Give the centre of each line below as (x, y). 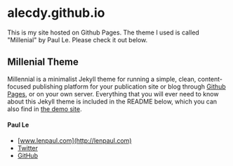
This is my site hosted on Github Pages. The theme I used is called (104, 32)
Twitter (28, 148)
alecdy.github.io (56, 13)
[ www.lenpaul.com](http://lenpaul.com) (74, 140)
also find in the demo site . (45, 109)
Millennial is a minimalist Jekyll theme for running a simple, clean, (102, 79)
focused (19, 87)
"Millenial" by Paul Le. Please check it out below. (78, 39)
